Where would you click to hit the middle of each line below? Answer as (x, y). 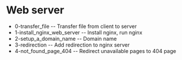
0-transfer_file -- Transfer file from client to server (76, 26)
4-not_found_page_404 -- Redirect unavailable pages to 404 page (95, 51)
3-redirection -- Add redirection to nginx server (72, 45)
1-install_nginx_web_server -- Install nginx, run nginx (78, 32)
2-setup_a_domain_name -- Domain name (66, 38)
